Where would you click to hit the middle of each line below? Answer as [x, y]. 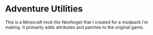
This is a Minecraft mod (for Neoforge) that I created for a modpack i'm [76, 22]
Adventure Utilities [44, 9]
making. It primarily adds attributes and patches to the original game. [75, 27]
